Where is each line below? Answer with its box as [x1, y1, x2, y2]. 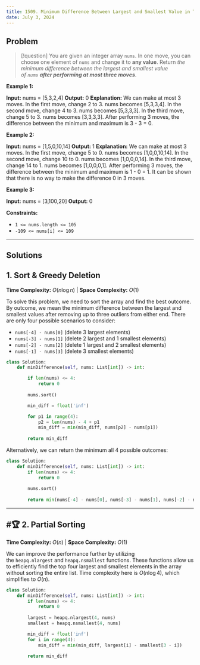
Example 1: [6, 83, 34, 90]
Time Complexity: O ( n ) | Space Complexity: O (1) [6, 538, 128, 546]
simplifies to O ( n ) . [6, 575, 50, 583]
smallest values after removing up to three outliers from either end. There [6, 310, 186, 318]
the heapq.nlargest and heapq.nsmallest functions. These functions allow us [6, 556, 194, 564]
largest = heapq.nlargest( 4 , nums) [27, 615, 116, 621]
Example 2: [6, 131, 35, 138]
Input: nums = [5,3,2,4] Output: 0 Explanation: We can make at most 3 [6, 94, 182, 101]
